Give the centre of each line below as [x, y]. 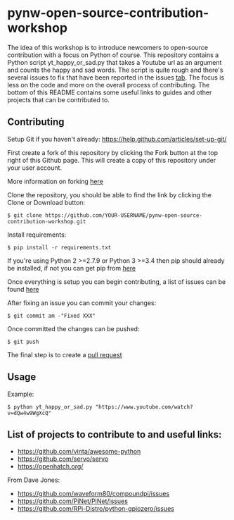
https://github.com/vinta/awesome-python [79, 452]
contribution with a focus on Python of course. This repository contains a [113, 55]
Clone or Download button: [46, 202]
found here [23, 289]
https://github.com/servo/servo [63, 459]
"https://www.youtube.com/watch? [144, 407]
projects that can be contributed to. [59, 99]
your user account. [34, 168]
